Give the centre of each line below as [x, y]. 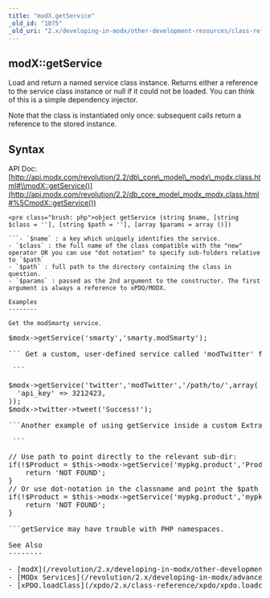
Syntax [27, 149]
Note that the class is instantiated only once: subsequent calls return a [125, 115]
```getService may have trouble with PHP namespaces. [117, 529]
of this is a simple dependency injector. [73, 100]
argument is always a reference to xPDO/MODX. [88, 288]
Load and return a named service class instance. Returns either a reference [133, 83]
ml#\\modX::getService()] [51, 186]
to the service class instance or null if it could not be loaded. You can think [132, 91]
